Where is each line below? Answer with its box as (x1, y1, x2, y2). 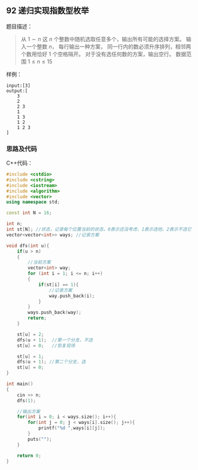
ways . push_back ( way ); (28, 310, 82, 316)
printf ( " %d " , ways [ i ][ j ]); (38, 425, 106, 431)
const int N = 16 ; (6, 210, 52, 216)
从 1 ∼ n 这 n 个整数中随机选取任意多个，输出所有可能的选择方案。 (20, 35, 185, 43)
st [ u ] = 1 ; (17, 353, 44, 359)
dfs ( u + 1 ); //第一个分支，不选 (17, 337, 93, 343)
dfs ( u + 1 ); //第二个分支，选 (17, 359, 86, 365)
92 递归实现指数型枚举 (6, 5, 89, 16)
